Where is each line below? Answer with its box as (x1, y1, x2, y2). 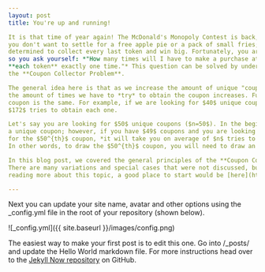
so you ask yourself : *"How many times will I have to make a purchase (8, 55, 248, 63)
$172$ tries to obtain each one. (8, 106, 118, 114)
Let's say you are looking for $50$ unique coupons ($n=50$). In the (8, 120, 242, 129)
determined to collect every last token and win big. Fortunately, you (8, 48, 248, 56)
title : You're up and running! (8, 19, 111, 27)
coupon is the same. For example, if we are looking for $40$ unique (8, 99, 242, 106)
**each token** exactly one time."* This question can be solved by (8, 62, 238, 71)
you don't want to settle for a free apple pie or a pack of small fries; (8, 40, 259, 48)
